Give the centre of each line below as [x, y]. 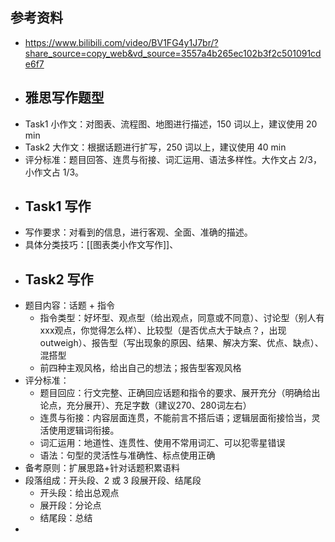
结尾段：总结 [66, 518]
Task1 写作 [58, 206]
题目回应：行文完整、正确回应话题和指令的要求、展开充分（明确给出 [180, 393]
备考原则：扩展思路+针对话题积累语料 [102, 468]
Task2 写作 [59, 279]
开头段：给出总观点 [79, 493]
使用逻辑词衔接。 [84, 430]
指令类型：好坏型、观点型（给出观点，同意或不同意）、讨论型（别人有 [182, 318]
